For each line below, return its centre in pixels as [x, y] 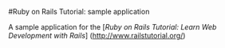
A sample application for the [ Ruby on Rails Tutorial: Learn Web [112, 27]
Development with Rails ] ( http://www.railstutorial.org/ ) [97, 36]
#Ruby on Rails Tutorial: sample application [79, 12]
